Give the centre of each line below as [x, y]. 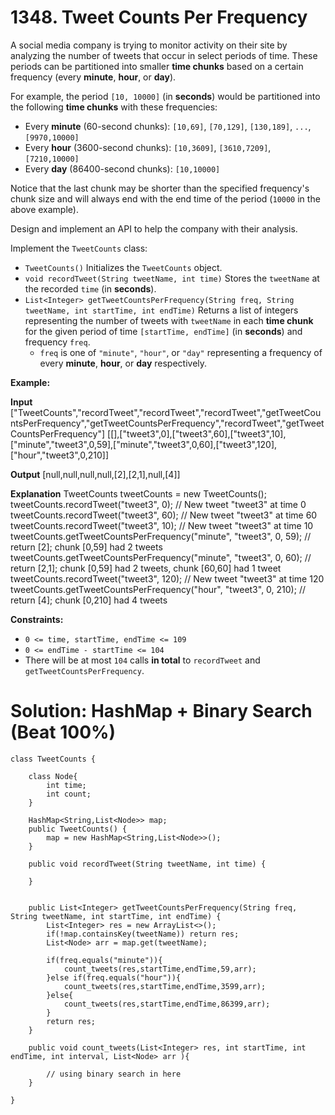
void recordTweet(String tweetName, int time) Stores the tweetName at [172, 278]
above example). [44, 209]
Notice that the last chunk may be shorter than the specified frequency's [160, 188]
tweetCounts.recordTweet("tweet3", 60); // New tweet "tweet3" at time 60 [164, 515]
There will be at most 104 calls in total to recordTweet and [142, 660]
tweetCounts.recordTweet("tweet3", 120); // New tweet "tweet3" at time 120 [167, 578]
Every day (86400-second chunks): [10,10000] [122, 168]
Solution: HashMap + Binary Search [161, 711]
